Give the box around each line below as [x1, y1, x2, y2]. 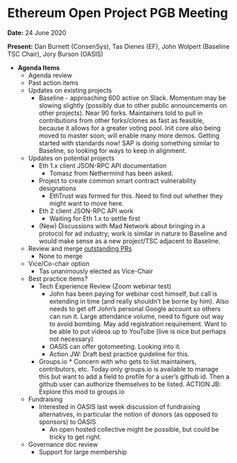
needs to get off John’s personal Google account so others [49, 304, 221, 313]
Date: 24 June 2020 [7, 28, 67, 37]
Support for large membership [38, 447, 127, 456]
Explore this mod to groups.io [38, 387, 125, 396]
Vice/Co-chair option [28, 259, 90, 267]
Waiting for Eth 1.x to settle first [49, 214, 140, 223]
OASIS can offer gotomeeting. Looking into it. [49, 342, 182, 350]
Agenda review [28, 71, 73, 79]
